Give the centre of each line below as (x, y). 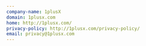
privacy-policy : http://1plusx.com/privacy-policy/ (73, 28)
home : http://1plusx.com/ (39, 23)
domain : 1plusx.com (31, 17)
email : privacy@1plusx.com (40, 34)
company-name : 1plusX (34, 12)
